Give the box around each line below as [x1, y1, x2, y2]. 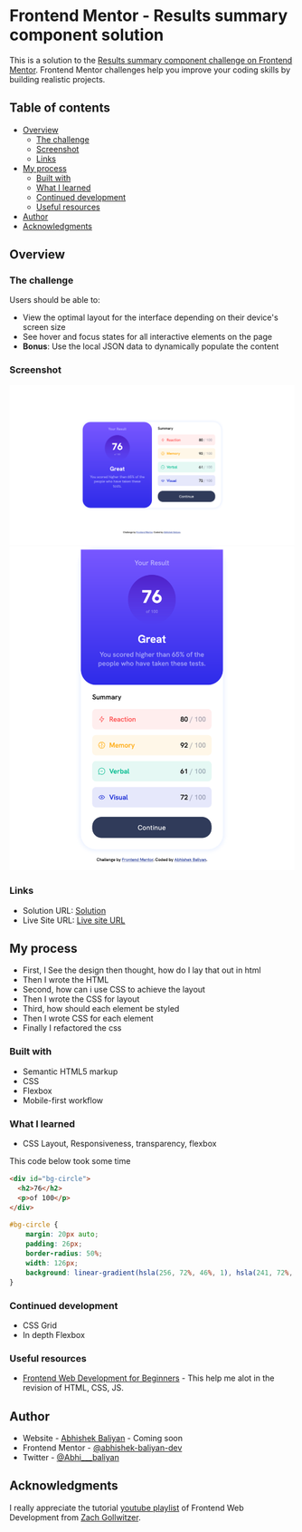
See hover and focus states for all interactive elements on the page [22, 332, 273, 343]
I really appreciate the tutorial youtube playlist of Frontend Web [9, 1502, 244, 1513]
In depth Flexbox [22, 1329, 86, 1340]
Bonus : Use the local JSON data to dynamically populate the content [22, 341, 279, 352]
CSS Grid [22, 1320, 57, 1331]
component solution [9, 24, 165, 45]
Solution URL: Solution [22, 905, 107, 916]
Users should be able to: [9, 295, 101, 305]
